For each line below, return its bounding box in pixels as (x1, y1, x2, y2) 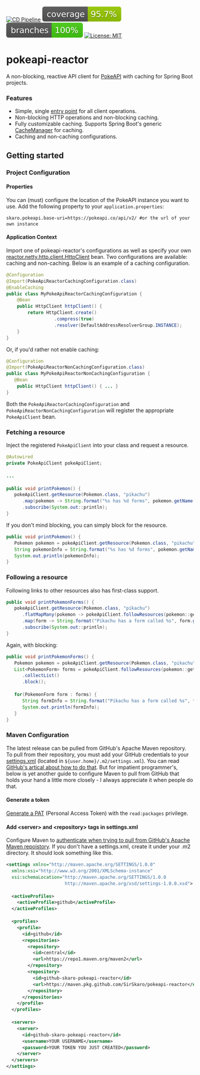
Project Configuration (6, 168, 70, 176)
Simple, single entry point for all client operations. (14, 108, 137, 115)
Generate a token (6, 796, 50, 804)
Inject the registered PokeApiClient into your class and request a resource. (6, 442, 189, 449)
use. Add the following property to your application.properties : (6, 203, 164, 210)
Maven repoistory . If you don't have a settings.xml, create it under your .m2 (6, 843, 191, 850)
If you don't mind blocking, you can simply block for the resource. (6, 521, 168, 529)
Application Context (6, 234, 57, 241)
